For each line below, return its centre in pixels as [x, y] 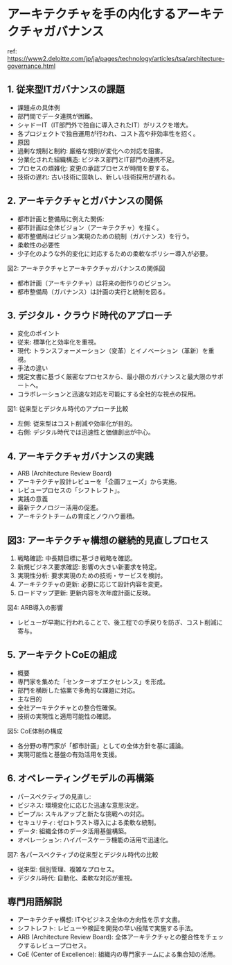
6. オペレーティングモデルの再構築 [81, 778]
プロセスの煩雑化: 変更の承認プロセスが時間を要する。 [95, 168]
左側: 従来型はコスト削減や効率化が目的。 [77, 424]
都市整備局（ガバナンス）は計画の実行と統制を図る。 [93, 291]
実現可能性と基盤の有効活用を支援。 [69, 754]
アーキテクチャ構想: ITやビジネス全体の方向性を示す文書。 [100, 920]
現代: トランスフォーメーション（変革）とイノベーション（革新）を [113, 351]
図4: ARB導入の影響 [35, 608]
